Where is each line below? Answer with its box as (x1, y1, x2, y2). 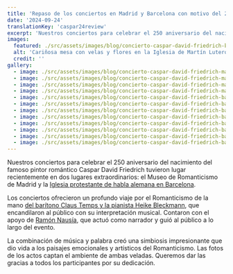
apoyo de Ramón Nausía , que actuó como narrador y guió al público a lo (7, 216, 214, 224)
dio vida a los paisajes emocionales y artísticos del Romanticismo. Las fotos (7, 244, 224, 252)
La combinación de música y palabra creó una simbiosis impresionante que (7, 237, 223, 245)
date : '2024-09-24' (7, 17, 64, 24)
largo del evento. (7, 223, 55, 232)
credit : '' (13, 55, 45, 62)
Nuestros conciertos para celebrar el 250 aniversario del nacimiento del (7, 158, 213, 166)
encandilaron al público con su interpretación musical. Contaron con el (7, 209, 209, 217)
